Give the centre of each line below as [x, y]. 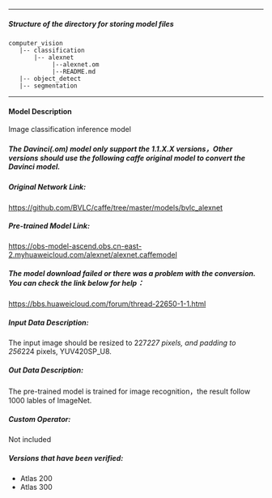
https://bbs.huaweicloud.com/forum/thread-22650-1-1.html [107, 304]
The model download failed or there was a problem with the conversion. [132, 274]
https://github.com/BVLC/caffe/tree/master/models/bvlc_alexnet [116, 207]
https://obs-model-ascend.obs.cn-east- [75, 246]
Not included [30, 440]
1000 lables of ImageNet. [50, 401]
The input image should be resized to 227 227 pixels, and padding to [122, 343]
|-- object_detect [50, 79]
